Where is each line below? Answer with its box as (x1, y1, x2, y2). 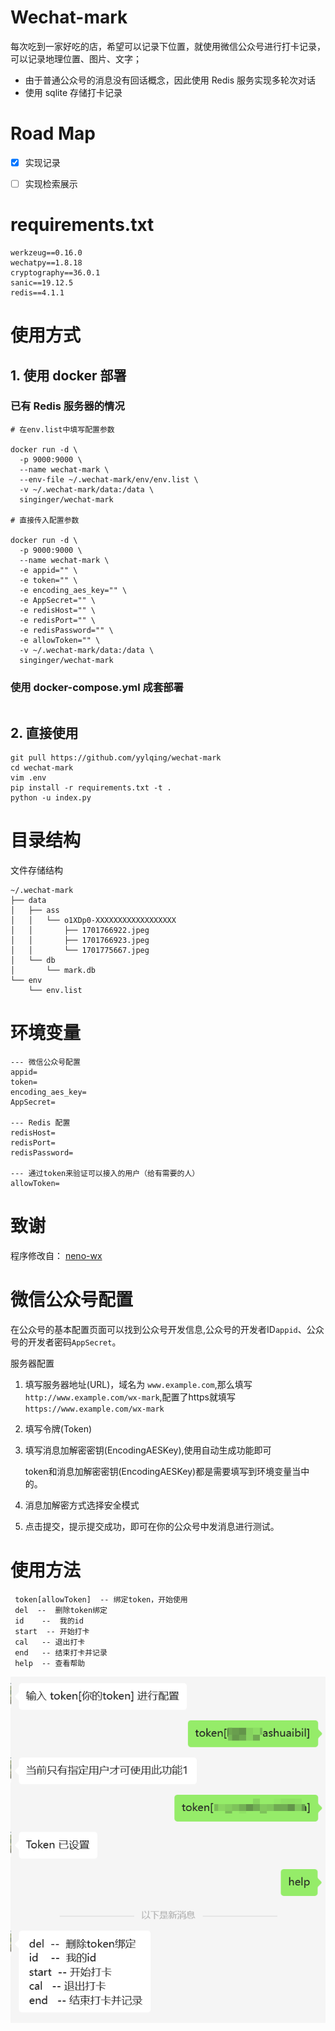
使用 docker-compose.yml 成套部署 (10, 680, 184, 694)
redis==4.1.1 (10, 287, 65, 298)
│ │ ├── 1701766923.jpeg (10, 935, 150, 945)
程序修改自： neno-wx (10, 1249, 103, 1261)
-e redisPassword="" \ (19, 625, 114, 635)
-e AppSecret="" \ (19, 595, 97, 605)
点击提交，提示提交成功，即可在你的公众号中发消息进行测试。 (24, 1520, 280, 1532)
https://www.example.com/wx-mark (24, 1404, 165, 1414)
